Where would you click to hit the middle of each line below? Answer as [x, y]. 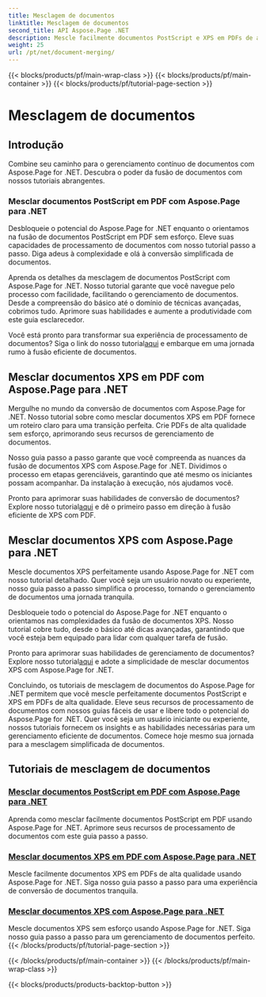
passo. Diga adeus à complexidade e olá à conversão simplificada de [121, 254]
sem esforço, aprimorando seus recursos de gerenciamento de [111, 434]
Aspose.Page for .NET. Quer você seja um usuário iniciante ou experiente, [129, 718]
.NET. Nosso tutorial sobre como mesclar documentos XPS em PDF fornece [132, 417]
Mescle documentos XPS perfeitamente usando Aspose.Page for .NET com [131, 572]
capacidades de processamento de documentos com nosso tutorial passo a [132, 245]
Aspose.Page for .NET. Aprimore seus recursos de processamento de [122, 827]
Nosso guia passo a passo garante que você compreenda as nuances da [127, 458]
